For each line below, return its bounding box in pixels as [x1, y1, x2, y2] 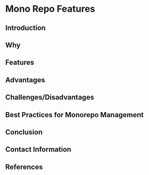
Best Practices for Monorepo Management [5, 111, 144, 119]
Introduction [5, 24, 46, 32]
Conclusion [5, 127, 43, 136]
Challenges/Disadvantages [5, 93, 94, 102]
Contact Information [5, 145, 72, 154]
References [5, 162, 43, 171]
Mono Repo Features [5, 3, 96, 15]
